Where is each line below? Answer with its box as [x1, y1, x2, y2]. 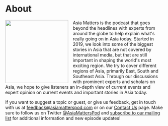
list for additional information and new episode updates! [5, 115, 121, 121]
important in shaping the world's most [72, 57, 152, 63]
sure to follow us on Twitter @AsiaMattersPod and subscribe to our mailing [5, 109, 160, 116]
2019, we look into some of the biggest [72, 41, 153, 47]
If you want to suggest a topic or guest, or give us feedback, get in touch [5, 99, 156, 105]
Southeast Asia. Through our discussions [72, 73, 158, 79]
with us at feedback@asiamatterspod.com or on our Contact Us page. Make [5, 104, 163, 110]
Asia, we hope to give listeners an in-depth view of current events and [5, 84, 151, 90]
